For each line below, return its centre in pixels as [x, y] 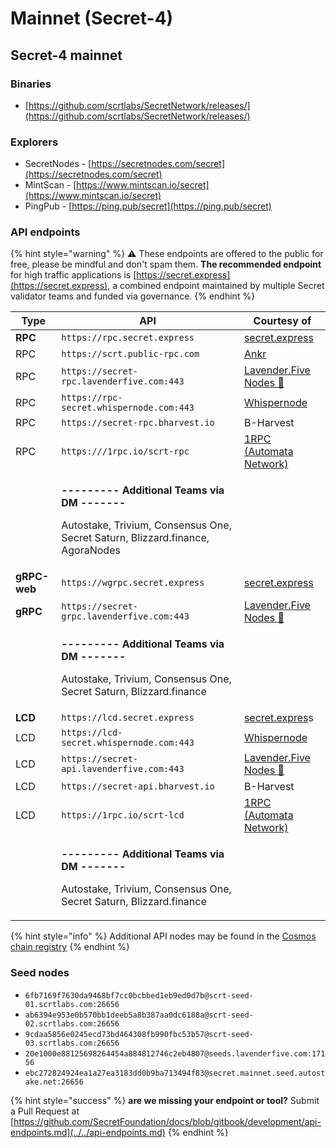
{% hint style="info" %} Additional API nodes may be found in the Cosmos [163, 936]
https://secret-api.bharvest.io [138, 786]
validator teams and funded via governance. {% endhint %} [133, 296]
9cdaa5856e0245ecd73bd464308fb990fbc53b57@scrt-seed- [139, 1034]
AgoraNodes [91, 550]
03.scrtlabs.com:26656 [72, 1043]
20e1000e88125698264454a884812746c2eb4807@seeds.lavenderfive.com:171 [175, 1053]
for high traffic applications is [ [73, 275]
